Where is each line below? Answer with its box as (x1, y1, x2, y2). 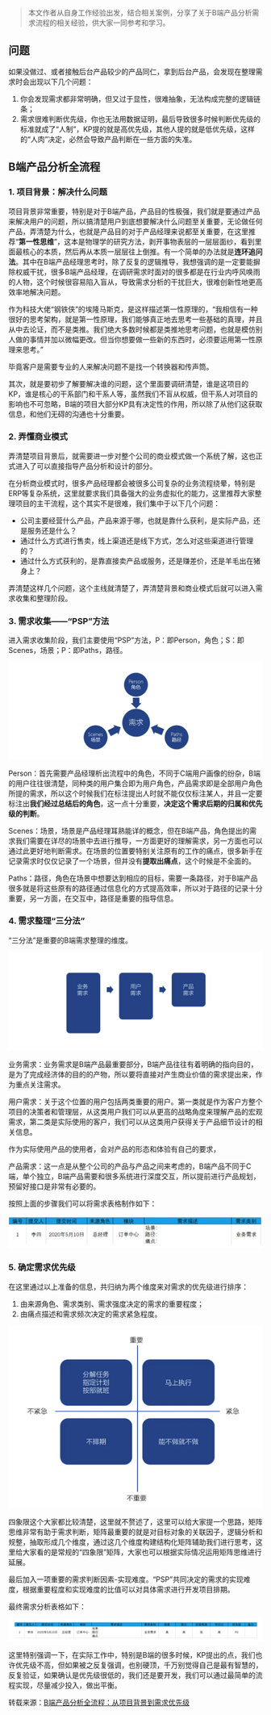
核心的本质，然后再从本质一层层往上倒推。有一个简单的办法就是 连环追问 (22, 246, 263, 257)
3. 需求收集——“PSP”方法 (8, 615, 110, 626)
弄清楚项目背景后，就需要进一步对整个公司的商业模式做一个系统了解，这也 (8, 451, 256, 461)
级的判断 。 (8, 809, 44, 818)
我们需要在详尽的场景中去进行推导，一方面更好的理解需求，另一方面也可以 (15, 835, 263, 846)
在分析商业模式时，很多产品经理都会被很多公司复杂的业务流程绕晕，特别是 (8, 478, 256, 487)
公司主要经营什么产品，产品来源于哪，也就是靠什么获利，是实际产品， (19, 516, 254, 525)
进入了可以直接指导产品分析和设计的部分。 (15, 461, 157, 471)
